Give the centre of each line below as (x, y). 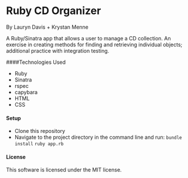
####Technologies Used (36, 62)
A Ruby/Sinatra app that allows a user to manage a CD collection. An (88, 38)
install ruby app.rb (39, 144)
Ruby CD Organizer (54, 11)
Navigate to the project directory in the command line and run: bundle (98, 137)
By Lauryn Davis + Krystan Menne (47, 27)
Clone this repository (40, 131)
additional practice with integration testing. (58, 50)
